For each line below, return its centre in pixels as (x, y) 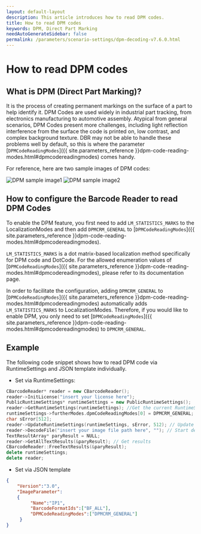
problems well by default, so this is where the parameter (75, 144)
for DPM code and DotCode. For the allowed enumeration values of (89, 260)
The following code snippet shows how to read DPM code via (82, 362)
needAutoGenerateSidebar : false (46, 34)
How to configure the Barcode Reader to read (92, 199)
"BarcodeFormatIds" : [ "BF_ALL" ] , (71, 508)
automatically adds (124, 303)
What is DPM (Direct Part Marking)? (74, 91)
